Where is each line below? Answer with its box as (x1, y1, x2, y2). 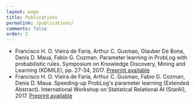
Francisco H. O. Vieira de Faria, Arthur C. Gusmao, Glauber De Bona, (14, 47, 185, 55)
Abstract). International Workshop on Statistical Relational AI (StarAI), (14, 86, 187, 93)
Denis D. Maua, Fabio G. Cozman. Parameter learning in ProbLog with (14, 54, 188, 61)
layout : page (6, 8, 39, 15)
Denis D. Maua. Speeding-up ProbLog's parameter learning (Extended (14, 79, 190, 87)
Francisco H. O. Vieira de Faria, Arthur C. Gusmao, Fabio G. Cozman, (14, 73, 185, 80)
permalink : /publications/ (6, 20, 74, 26)
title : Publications (6, 14, 58, 20)
